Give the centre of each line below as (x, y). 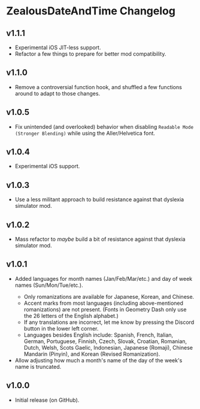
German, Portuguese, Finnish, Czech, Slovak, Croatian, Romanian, (105, 341)
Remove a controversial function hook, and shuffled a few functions (99, 87)
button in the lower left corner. (61, 328)
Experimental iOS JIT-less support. (58, 47)
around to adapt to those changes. (57, 93)
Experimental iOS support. (47, 166)
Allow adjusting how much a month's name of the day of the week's (99, 360)
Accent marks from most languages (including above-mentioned (104, 303)
